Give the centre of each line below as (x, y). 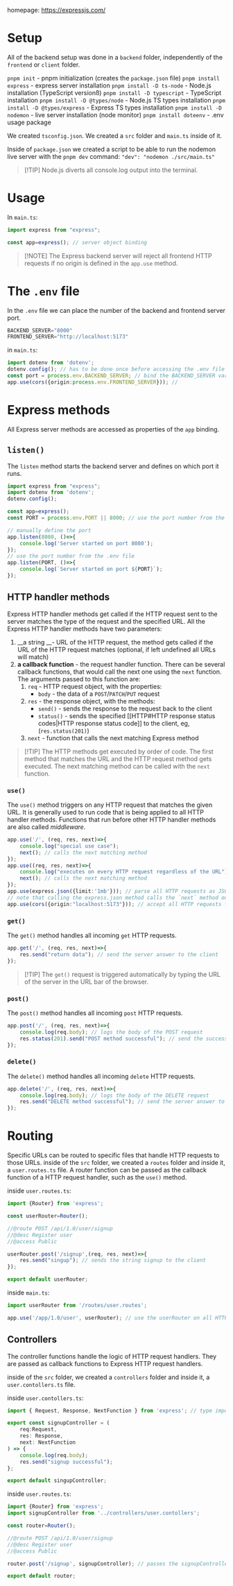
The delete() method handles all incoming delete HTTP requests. (101, 1076)
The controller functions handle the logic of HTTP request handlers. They (112, 1356)
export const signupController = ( (59, 1423)
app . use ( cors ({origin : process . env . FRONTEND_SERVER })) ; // (93, 382)
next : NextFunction (48, 1442)
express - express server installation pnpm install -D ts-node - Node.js (109, 85)
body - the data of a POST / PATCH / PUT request (99, 694)
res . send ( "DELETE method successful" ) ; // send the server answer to (122, 1102)
